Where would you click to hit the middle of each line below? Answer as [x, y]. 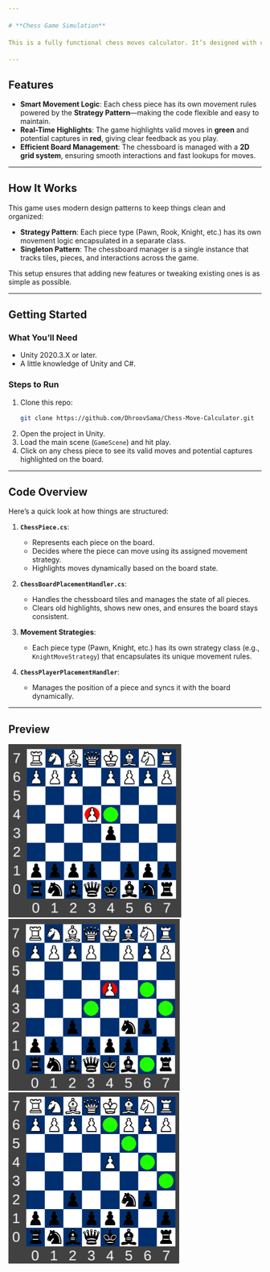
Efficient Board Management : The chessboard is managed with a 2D [135, 147]
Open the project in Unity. [63, 433]
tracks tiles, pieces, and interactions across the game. [109, 257]
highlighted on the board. [62, 459]
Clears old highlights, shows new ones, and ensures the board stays [145, 608]
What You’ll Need [43, 338]
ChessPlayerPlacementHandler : [70, 672]
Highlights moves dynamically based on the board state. [125, 568]
